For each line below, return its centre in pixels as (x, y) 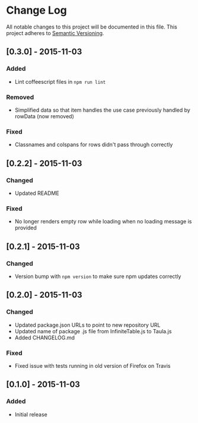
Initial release (31, 414)
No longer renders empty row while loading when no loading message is (103, 222)
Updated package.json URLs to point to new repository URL (87, 325)
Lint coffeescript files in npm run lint (60, 81)
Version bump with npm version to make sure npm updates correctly (98, 276)
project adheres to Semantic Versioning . (55, 33)
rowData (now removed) (44, 116)
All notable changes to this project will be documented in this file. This (92, 27)
